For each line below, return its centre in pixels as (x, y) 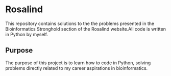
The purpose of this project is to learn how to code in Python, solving (78, 63)
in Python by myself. (27, 34)
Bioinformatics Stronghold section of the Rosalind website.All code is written (86, 29)
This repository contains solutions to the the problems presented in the (80, 23)
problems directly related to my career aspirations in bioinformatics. (77, 68)
